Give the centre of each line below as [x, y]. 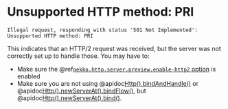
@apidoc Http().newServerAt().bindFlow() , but [81, 91]
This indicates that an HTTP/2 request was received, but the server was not [114, 48]
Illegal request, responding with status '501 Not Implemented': [102, 30]
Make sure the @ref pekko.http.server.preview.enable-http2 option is [116, 69]
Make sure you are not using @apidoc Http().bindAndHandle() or [108, 83]
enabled [28, 76]
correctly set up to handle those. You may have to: [78, 56]
